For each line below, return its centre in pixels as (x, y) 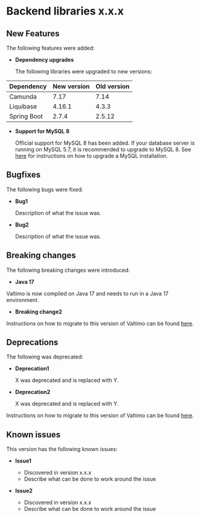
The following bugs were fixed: (45, 189)
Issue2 (24, 491)
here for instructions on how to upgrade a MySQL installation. (91, 156)
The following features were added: (50, 48)
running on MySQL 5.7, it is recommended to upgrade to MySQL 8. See (103, 149)
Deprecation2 (33, 392)
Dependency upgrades (44, 60)
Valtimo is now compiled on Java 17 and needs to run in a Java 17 (88, 293)
